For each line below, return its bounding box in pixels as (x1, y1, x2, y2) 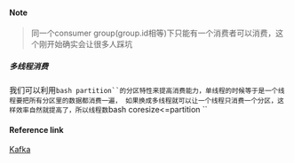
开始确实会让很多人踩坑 (46, 39, 133, 50)
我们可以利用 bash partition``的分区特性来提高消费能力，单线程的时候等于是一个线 (9, 85, 285, 96)
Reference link (9, 124, 64, 135)
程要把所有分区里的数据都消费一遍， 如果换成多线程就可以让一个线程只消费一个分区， (9, 97, 278, 105)
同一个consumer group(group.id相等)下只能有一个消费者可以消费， (30, 27, 276, 39)
